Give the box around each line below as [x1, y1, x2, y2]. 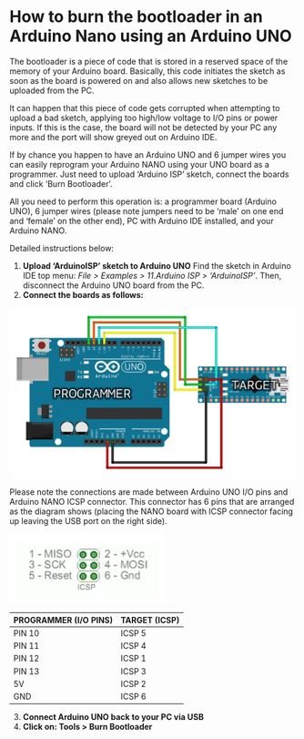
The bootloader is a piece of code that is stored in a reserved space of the [9, 56, 289, 67]
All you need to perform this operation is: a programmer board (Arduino [9, 196, 278, 207]
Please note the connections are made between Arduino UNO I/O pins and [9, 487, 289, 498]
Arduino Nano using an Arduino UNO [9, 26, 293, 46]
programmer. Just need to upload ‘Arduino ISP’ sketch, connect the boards [9, 169, 289, 180]
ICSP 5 [120, 627, 147, 639]
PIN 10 [13, 627, 40, 639]
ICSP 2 [120, 678, 147, 689]
